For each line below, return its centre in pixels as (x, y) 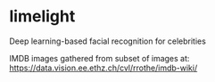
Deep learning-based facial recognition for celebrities (108, 41)
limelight (42, 16)
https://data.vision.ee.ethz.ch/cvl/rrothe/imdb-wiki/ (103, 68)
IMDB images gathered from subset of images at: (99, 58)
